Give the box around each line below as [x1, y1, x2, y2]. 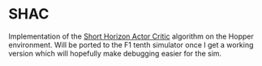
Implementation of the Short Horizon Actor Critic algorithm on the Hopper [8, 31, 254, 41]
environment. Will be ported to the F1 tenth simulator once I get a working [8, 39, 254, 49]
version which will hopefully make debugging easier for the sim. [8, 48, 222, 58]
